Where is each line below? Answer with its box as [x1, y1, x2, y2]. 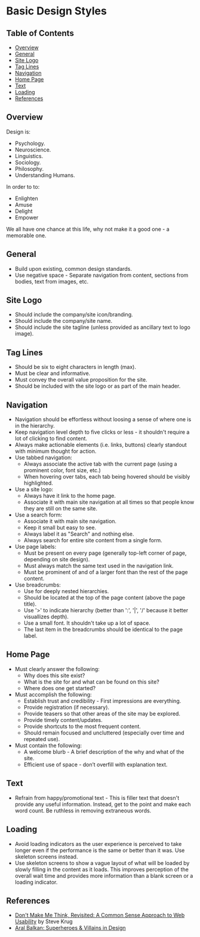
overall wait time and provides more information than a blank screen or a [14, 872, 193, 879]
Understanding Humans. [14, 171, 75, 179]
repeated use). [23, 735, 60, 742]
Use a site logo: [14, 486, 54, 493]
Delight [14, 207, 33, 214]
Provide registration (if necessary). [23, 703, 109, 711]
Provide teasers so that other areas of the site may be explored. [23, 710, 181, 717]
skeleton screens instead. [14, 853, 78, 860]
